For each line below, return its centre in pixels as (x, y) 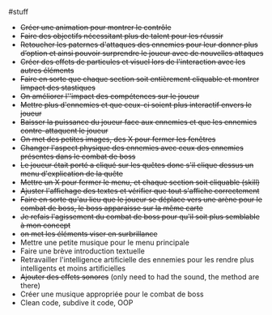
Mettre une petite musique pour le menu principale (105, 243)
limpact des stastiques (57, 87)
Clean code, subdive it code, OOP (76, 302)
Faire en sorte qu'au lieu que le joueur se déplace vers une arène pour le (141, 199)
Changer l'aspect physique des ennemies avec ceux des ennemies (132, 148)
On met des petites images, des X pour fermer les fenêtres (118, 139)
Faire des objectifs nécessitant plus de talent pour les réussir (122, 36)
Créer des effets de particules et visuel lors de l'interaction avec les (133, 62)
